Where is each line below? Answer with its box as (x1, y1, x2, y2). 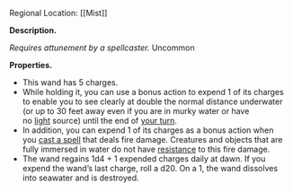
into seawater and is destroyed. (22, 172, 139, 183)
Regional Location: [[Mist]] (9, 8, 108, 18)
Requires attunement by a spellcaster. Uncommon (9, 42, 195, 53)
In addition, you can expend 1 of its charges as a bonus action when (22, 125, 274, 135)
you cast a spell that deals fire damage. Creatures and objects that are (22, 135, 283, 144)
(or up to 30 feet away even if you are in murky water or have (22, 106, 250, 116)
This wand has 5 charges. (22, 77, 119, 88)
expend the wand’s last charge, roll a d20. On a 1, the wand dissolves (22, 163, 279, 173)
